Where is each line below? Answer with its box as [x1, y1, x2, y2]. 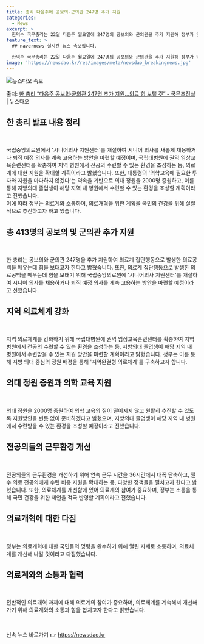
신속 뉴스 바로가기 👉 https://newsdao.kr [6, 631, 106, 639]
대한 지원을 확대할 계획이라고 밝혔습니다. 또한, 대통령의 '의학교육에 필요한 [17, 169, 191, 177]
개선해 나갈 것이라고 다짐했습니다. [17, 550, 97, 557]
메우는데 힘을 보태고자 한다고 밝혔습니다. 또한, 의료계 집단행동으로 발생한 [17, 263, 189, 271]
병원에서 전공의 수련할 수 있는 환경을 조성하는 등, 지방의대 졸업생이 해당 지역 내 [6, 343, 192, 351]
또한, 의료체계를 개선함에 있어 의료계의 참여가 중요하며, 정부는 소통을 [29, 486, 191, 493]
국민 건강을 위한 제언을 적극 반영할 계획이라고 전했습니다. [12, 493, 148, 501]
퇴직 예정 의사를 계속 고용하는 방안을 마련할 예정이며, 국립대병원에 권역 [12, 154, 180, 162]
